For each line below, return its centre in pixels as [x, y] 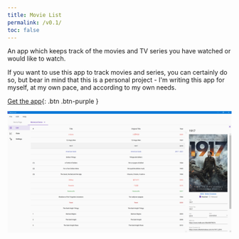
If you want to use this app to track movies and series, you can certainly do [117, 73]
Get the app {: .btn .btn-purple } [53, 101]
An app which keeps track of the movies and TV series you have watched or [119, 51]
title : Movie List [34, 15]
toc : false [23, 30]
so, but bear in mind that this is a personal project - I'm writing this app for [116, 80]
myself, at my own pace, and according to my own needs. [92, 87]
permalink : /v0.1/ [34, 22]
